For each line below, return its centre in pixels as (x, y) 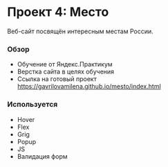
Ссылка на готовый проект (57, 79)
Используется (32, 105)
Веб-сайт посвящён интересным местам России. (80, 31)
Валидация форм (42, 156)
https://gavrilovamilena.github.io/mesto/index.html (89, 87)
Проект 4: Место (58, 12)
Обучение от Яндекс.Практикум (65, 64)
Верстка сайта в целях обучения (66, 72)
